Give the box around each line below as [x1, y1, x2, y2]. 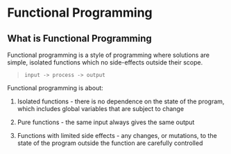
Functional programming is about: [7, 84, 104, 92]
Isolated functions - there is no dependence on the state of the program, [17, 97, 225, 105]
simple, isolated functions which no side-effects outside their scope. [7, 58, 203, 67]
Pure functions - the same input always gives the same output [17, 118, 195, 126]
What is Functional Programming [7, 33, 153, 44]
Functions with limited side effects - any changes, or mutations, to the [17, 132, 217, 139]
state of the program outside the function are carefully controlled [17, 139, 203, 147]
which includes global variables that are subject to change [17, 105, 185, 112]
